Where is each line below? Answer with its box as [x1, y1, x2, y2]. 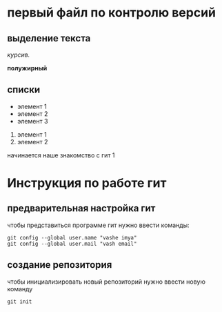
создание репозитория [7, 259, 112, 271]
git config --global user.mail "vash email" [7, 240, 137, 247]
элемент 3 [17, 117, 48, 125]
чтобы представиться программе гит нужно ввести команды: [7, 221, 190, 229]
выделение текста [7, 32, 91, 44]
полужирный [7, 64, 48, 72]
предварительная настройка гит [7, 202, 156, 215]
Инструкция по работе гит [7, 175, 167, 191]
